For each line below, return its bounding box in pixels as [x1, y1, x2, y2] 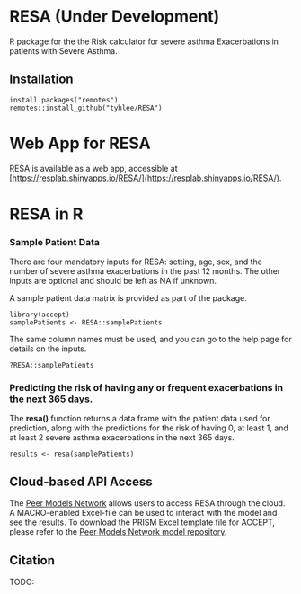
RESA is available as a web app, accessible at [9, 163, 178, 173]
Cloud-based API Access [9, 474, 153, 489]
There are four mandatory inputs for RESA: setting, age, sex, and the [9, 256, 262, 267]
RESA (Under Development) [9, 6, 220, 27]
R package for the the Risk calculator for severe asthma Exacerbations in [9, 36, 279, 47]
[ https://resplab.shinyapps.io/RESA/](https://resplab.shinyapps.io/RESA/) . [9, 173, 282, 183]
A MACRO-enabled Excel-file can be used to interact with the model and [9, 508, 278, 519]
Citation [9, 553, 56, 568]
